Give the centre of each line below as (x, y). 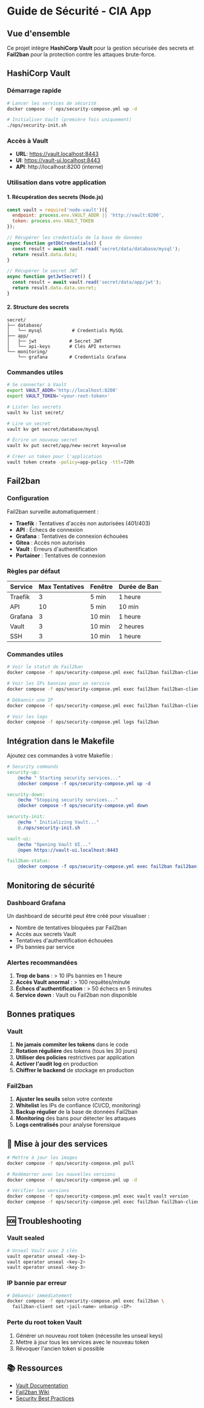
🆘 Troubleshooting (44, 1221)
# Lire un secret (29, 424)
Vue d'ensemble (38, 34)
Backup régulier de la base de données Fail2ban (77, 1112)
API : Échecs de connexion (49, 529)
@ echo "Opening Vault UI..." (54, 844)
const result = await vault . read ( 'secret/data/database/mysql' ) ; (97, 249)
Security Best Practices (45, 1398)
